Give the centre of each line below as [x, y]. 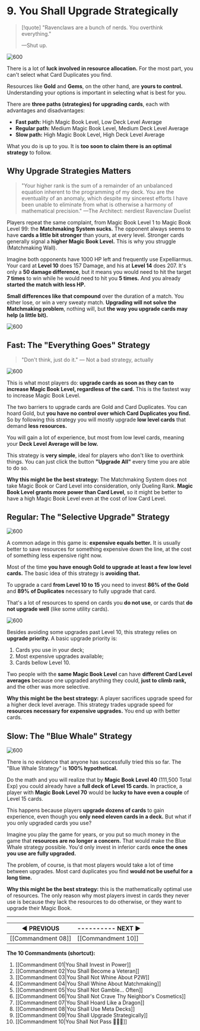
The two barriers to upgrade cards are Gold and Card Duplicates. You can [97, 407]
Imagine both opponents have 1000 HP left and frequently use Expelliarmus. [100, 259]
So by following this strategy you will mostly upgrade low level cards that [96, 419]
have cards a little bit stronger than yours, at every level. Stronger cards [96, 235]
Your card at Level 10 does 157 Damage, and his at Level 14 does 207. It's [96, 265]
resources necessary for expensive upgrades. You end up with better [93, 711]
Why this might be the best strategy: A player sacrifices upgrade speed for [100, 698]
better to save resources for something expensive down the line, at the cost [99, 549]
